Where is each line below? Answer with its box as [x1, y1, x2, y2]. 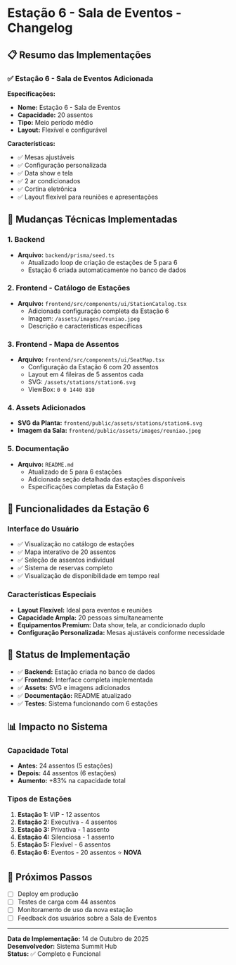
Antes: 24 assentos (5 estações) [17, 761, 113, 770]
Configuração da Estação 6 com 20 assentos [27, 363, 159, 371]
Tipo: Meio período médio [17, 118, 93, 126]
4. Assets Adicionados [7, 403, 86, 413]
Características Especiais [7, 590, 97, 600]
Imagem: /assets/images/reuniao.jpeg [27, 314, 140, 322]
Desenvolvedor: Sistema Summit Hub [7, 942, 117, 950]
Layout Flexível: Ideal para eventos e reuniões [17, 606, 152, 614]
